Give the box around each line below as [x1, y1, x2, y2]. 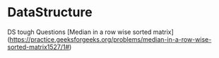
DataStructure [7, 4, 93, 21]
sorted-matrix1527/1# [7, 42, 70, 51]
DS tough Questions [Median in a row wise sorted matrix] [7, 28, 174, 36]
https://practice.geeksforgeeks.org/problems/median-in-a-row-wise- [9, 35, 212, 43]
